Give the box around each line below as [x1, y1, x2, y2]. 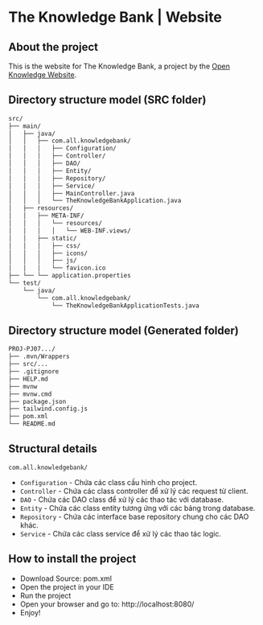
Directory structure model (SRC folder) [8, 93, 207, 107]
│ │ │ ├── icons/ [8, 249, 88, 257]
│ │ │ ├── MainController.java [8, 189, 135, 197]
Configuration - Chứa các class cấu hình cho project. [19, 477, 198, 487]
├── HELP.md [8, 375, 48, 383]
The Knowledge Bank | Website [8, 8, 223, 27]
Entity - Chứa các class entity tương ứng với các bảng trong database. [19, 503, 256, 512]
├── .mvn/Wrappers [8, 352, 70, 361]
